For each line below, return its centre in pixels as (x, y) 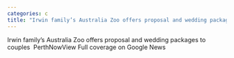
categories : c (28, 13)
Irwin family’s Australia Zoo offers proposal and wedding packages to (107, 39)
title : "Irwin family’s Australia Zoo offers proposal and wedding (107, 20)
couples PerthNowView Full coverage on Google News (86, 47)
